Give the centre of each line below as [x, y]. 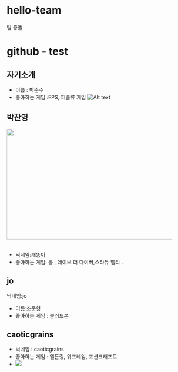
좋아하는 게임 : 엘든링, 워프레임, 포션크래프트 [66, 357]
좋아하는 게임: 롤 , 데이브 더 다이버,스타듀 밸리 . [69, 262]
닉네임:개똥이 [30, 254]
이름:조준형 [28, 308]
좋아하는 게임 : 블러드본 [42, 315]
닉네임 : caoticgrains [39, 349]
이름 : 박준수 [29, 89]
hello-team [34, 10]
